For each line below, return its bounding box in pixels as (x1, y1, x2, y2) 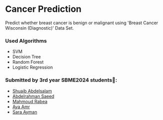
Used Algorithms (5, 37, 47, 44)
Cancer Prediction (5, 3, 82, 15)
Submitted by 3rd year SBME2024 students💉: (5, 77, 118, 83)
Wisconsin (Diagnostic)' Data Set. (5, 25, 74, 31)
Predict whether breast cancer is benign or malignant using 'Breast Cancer (5, 20, 159, 26)
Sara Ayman (12, 109, 37, 115)
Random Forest (12, 59, 44, 65)
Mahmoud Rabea (12, 98, 48, 104)
